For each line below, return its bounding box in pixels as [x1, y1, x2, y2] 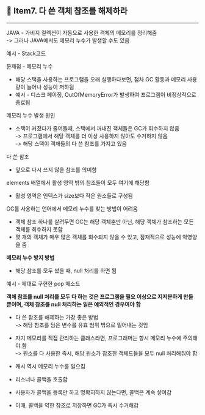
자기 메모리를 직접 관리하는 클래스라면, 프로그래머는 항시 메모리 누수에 [15, 334, 182, 342]
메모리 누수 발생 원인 [6, 111, 56, 119]
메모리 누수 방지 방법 [6, 253, 55, 261]
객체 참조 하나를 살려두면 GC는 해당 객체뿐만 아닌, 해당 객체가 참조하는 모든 [15, 218, 194, 225]
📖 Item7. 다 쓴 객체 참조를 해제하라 [6, 6, 128, 17]
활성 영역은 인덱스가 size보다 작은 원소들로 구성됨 [15, 192, 133, 199]
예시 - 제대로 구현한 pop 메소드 [6, 280, 81, 287]
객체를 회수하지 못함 [15, 225, 63, 233]
